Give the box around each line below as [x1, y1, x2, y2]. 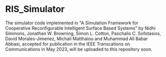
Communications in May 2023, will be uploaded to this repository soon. [5, 46, 152, 52]
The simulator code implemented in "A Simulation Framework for [5, 20, 139, 26]
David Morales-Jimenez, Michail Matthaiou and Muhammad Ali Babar [5, 36, 148, 42]
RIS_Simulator [5, 3, 65, 15]
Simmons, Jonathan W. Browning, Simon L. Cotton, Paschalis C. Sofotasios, [5, 30, 161, 36]
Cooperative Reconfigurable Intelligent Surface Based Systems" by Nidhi [5, 25, 156, 31]
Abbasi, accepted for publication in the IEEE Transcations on [5, 41, 130, 47]
